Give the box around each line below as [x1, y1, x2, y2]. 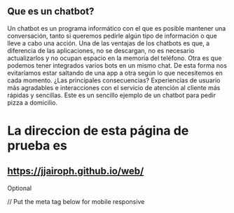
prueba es [7, 138, 68, 153]
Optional [7, 184, 32, 192]
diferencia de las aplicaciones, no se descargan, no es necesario [7, 46, 195, 54]
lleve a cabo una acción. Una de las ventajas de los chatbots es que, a [7, 38, 210, 47]
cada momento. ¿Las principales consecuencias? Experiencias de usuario [7, 76, 221, 85]
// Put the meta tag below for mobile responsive [7, 197, 145, 205]
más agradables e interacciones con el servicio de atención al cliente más [7, 83, 221, 91]
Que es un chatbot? [7, 6, 95, 17]
